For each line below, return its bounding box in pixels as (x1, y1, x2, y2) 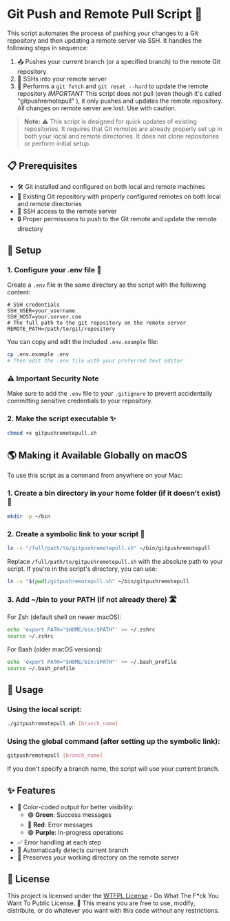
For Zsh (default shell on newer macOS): (7, 613, 122, 621)
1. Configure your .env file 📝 (7, 265, 102, 275)
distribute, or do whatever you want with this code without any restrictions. (7, 906, 220, 914)
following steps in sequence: (7, 43, 89, 52)
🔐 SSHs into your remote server (17, 74, 107, 83)
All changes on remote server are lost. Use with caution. (17, 103, 177, 112)
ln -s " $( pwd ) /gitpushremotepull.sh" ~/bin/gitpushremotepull (7, 578, 189, 585)
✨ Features (7, 785, 56, 796)
